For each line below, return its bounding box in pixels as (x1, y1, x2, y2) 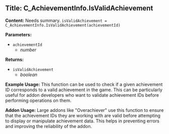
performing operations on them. (5, 97, 72, 103)
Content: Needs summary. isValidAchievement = (5, 17, 107, 23)
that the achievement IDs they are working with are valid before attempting (5, 112, 160, 118)
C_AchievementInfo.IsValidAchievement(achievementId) (5, 23, 121, 28)
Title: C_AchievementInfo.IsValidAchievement (5, 4, 153, 13)
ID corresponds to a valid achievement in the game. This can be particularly (5, 87, 163, 93)
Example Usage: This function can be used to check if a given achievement (5, 81, 163, 87)
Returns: (5, 56, 24, 62)
